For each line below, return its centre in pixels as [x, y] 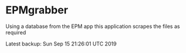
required [16, 32]
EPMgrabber [37, 10]
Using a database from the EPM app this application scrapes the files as [93, 26]
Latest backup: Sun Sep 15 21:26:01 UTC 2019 [61, 44]
